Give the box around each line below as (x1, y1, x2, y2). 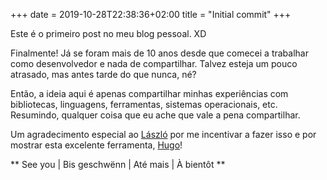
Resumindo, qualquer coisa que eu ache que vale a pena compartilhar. (10, 109, 301, 121)
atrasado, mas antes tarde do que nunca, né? (10, 69, 197, 80)
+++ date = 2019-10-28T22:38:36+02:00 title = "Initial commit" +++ (10, 9, 292, 20)
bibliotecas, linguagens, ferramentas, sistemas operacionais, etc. (10, 99, 278, 110)
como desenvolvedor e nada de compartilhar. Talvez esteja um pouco (10, 58, 298, 69)
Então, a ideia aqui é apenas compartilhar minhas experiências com (10, 88, 289, 99)
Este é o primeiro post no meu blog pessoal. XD (10, 28, 207, 39)
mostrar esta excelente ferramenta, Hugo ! (10, 139, 183, 151)
